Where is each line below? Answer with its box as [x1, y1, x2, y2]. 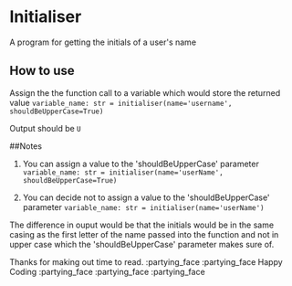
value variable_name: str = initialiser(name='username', [9, 97, 233, 108]
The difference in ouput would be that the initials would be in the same [9, 219, 275, 230]
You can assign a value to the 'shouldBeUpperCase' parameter [22, 158, 260, 169]
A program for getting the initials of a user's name [9, 37, 197, 48]
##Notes [9, 140, 43, 152]
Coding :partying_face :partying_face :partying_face [9, 266, 205, 277]
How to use [9, 63, 75, 79]
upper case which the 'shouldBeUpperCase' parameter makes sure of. [9, 238, 275, 249]
